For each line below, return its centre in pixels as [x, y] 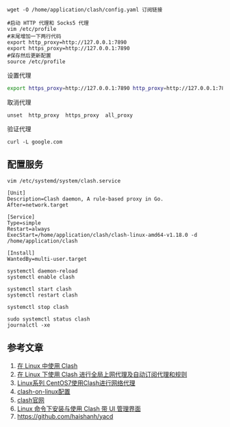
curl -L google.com [35, 142]
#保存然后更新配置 [29, 56]
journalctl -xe [29, 325]
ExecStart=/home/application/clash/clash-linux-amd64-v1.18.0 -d [102, 235]
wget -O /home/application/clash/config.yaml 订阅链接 [85, 10]
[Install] [21, 253]
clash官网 [30, 400]
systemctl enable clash [41, 277]
